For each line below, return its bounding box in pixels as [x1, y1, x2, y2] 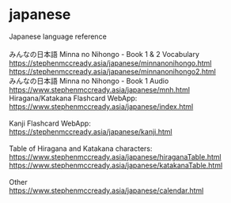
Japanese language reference [9, 32, 108, 41]
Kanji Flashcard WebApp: [9, 118, 92, 128]
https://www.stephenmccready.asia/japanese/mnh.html [9, 85, 191, 94]
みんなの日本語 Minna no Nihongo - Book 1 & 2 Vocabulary [9, 49, 200, 58]
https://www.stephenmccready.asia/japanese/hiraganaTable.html [9, 152, 222, 161]
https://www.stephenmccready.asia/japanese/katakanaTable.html [9, 160, 223, 170]
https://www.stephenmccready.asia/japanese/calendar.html [9, 186, 204, 195]
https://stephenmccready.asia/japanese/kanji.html [9, 126, 172, 136]
